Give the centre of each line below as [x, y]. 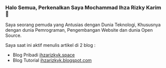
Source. [13, 36]
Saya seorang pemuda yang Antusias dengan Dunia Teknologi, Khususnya [83, 25]
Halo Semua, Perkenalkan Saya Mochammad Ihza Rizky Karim [83, 8]
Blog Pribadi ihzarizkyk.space [44, 55]
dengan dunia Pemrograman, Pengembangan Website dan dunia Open [79, 30]
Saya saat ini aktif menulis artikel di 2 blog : [51, 45]
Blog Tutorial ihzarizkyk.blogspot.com [52, 60]
